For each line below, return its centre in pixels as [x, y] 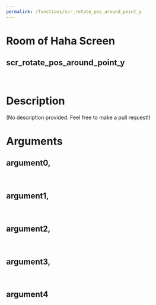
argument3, [28, 261]
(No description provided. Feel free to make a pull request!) [79, 117]
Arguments [35, 141]
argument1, [28, 196]
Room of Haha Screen [61, 41]
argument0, [28, 163]
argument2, [28, 229]
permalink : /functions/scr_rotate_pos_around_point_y [74, 12]
